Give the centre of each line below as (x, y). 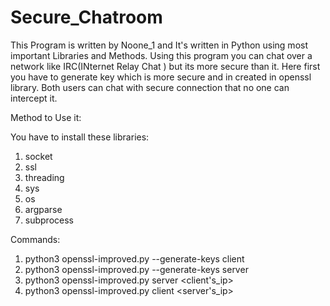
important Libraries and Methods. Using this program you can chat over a (161, 55)
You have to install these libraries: (80, 137)
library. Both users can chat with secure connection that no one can (150, 87)
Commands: (35, 239)
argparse (43, 209)
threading (44, 177)
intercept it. (34, 98)
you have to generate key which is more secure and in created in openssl (161, 77)
